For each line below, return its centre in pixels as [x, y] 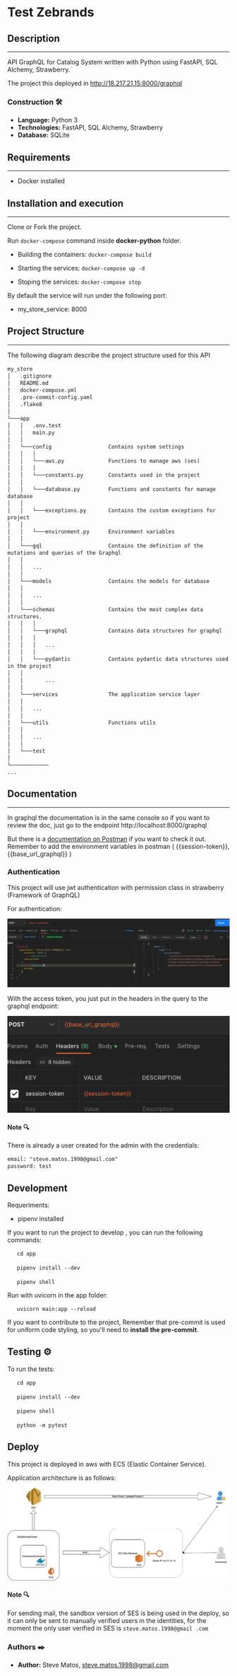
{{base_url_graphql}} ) [39, 854]
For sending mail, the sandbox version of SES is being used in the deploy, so [118, 1613]
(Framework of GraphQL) [44, 895]
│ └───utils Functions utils [82, 722]
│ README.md [28, 383]
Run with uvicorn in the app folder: [57, 1295]
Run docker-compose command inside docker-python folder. [94, 241]
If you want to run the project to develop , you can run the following [105, 1232]
